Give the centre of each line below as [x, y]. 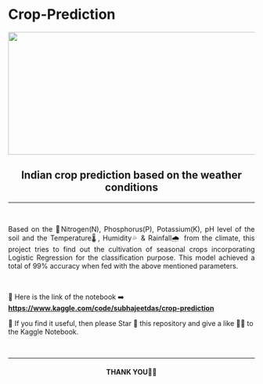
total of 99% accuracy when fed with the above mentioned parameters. [123, 265]
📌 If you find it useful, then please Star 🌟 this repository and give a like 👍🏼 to [131, 323]
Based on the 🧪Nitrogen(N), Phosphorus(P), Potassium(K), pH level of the [131, 229]
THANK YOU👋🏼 [131, 372]
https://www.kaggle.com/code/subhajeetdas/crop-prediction [111, 308]
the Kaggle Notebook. [43, 331]
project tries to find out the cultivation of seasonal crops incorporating [131, 249]
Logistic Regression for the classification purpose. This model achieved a [131, 258]
